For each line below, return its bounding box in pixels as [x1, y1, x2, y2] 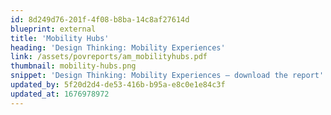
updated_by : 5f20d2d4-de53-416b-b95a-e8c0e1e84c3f [10, 80, 226, 90]
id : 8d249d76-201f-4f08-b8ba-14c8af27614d [10, 14, 190, 25]
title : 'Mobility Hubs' [10, 33, 110, 43]
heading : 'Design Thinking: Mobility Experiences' [10, 42, 226, 53]
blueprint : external [10, 24, 97, 34]
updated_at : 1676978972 [10, 89, 110, 99]
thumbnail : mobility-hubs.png [10, 61, 137, 71]
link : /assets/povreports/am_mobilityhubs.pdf [10, 52, 208, 62]
